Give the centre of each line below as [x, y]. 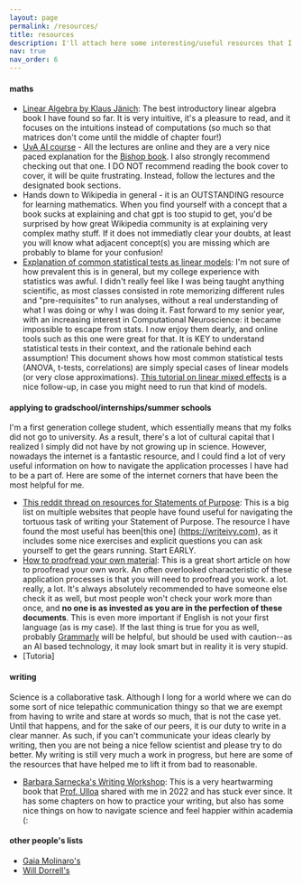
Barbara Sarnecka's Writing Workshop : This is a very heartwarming [147, 781]
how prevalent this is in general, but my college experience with [141, 272]
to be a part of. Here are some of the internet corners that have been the [144, 476]
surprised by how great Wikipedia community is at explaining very [145, 224]
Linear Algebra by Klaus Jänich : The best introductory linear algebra [149, 108]
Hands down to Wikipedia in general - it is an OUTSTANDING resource [153, 195]
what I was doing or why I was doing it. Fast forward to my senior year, [154, 310]
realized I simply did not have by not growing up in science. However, [138, 447]
